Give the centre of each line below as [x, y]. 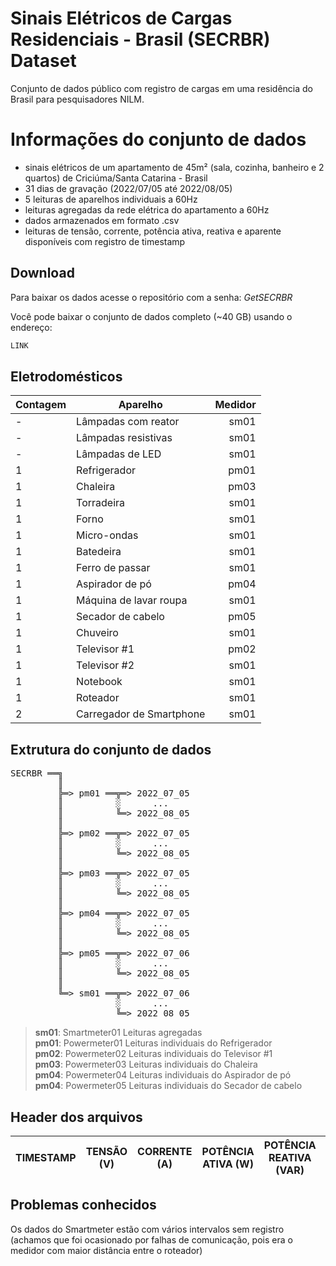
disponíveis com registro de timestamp [105, 241]
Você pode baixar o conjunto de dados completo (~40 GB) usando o [151, 316]
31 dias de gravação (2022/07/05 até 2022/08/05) [128, 188]
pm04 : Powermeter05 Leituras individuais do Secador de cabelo [168, 1086]
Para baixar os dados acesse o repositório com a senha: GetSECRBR [151, 297]
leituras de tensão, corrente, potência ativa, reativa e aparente [153, 231]
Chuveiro [97, 633]
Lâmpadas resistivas [124, 438]
